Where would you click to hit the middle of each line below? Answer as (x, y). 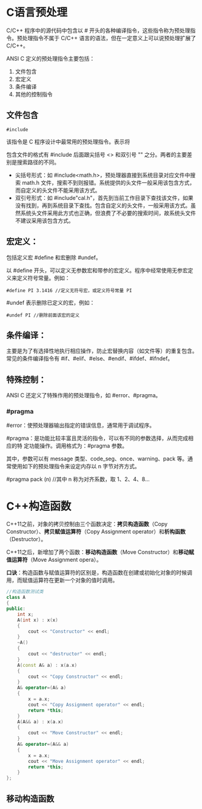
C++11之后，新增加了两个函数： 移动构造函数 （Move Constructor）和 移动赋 (100, 552)
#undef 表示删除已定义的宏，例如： (51, 302)
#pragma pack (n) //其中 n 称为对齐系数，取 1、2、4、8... (78, 479)
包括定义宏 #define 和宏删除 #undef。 (54, 257)
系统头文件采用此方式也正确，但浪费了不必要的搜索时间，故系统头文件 (108, 213)
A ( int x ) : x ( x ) (38, 620)
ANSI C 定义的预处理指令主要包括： (51, 58)
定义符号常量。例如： (43, 278)
